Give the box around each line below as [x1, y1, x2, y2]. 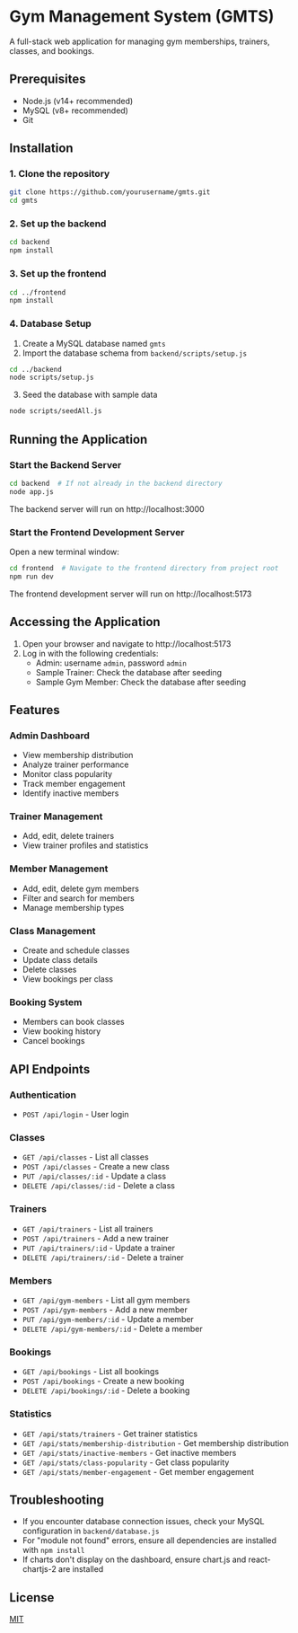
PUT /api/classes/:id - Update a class [22, 1170, 167, 1182]
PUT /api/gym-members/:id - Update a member [22, 1313, 195, 1324]
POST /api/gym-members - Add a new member [22, 1304, 188, 1315]
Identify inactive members [22, 788, 119, 799]
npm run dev [9, 572, 54, 581]
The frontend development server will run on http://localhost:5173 [9, 588, 252, 599]
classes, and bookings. [9, 45, 94, 56]
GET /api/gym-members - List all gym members [22, 1294, 190, 1305]
